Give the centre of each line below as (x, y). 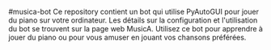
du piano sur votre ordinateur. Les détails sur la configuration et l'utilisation (133, 20)
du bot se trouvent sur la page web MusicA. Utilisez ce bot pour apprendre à (135, 29)
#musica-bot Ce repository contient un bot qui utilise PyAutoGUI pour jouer (133, 12)
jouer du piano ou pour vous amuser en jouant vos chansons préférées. (127, 37)
